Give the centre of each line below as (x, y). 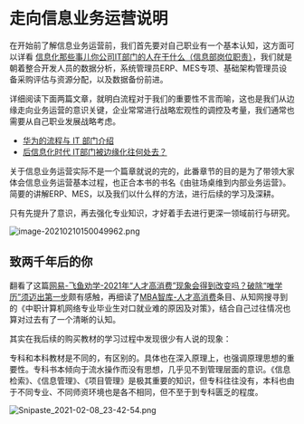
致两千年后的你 (51, 262)
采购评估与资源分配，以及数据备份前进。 (92, 79)
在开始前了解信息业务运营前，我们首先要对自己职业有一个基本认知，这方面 (148, 45)
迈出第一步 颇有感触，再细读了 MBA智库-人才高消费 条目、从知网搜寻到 (158, 296)
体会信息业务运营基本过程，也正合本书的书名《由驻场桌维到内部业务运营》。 (150, 182)
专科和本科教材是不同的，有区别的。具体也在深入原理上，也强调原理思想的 (148, 358)
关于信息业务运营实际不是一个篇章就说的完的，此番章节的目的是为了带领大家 (152, 171)
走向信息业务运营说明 (89, 19)
